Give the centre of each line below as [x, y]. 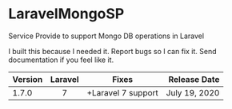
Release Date [194, 79]
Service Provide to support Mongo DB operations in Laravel [106, 36]
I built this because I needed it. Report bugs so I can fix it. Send [113, 51]
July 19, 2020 [193, 92]
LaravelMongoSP [66, 14]
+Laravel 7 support [122, 92]
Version [28, 79]
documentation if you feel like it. [61, 60]
